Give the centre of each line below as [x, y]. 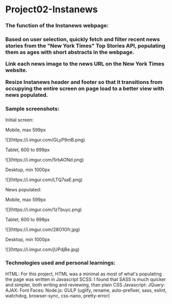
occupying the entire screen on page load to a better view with [85, 88]
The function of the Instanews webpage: [57, 26]
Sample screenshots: [33, 109]
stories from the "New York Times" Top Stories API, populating [85, 46]
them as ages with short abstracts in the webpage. [70, 52]
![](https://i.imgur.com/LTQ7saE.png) [44, 180]
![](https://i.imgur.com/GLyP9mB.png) [45, 140]
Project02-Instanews [52, 10]
